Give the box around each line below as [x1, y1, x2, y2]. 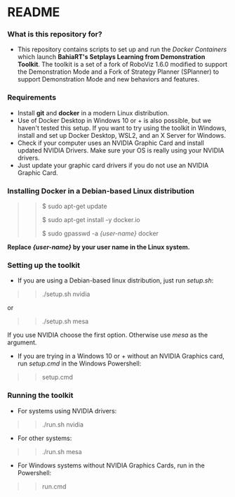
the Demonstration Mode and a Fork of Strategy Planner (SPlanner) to [17, 67, 220, 76]
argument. [7, 338, 37, 347]
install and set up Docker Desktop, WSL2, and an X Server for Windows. [17, 131, 226, 139]
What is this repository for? [7, 30, 103, 39]
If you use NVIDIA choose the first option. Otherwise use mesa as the [7, 331, 208, 340]
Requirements [7, 93, 57, 103]
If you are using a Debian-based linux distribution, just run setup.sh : [17, 276, 214, 285]
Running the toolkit [7, 391, 74, 401]
